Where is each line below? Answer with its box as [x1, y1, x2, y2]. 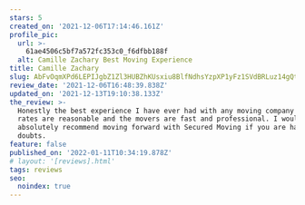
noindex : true [17, 182, 71, 191]
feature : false [9, 140, 67, 149]
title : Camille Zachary [9, 64, 100, 73]
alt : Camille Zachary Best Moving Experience [17, 55, 193, 64]
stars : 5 [9, 13, 43, 23]
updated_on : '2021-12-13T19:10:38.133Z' [9, 89, 165, 98]
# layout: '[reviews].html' [9, 156, 116, 166]
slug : [9, 73, 30, 82]
